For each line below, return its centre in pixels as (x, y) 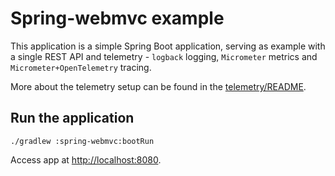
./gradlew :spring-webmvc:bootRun (82, 141)
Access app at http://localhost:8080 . (86, 159)
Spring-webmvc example (117, 18)
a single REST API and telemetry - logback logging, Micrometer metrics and (164, 56)
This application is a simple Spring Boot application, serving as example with (168, 46)
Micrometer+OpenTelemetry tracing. (81, 67)
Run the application (72, 118)
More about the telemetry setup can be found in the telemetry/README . (158, 86)
